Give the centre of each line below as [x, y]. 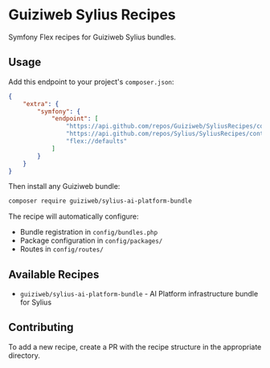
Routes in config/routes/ [62, 249]
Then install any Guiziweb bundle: [64, 186]
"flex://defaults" [96, 141]
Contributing [41, 327]
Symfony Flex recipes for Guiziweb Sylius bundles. [92, 37]
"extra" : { [41, 104]
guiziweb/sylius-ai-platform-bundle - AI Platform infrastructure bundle [139, 294]
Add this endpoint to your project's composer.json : [91, 81]
